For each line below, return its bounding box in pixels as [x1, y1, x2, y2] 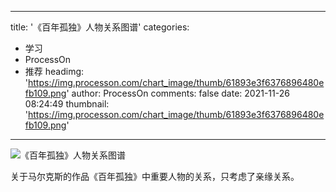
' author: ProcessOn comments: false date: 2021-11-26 [66, 87, 290, 99]
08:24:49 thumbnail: [24, 98, 110, 110]
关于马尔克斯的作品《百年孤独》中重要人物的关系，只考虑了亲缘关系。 [10, 171, 300, 182]
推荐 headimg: [24, 66, 85, 77]
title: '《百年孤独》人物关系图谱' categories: [10, 21, 190, 33]
